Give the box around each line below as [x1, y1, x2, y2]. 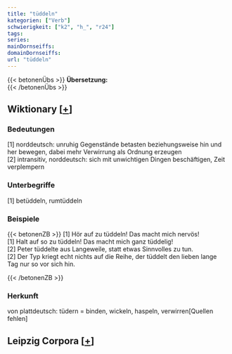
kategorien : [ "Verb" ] [7, 17, 71, 24]
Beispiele [7, 214, 40, 224]
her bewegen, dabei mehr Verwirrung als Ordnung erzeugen [7, 148, 182, 156]
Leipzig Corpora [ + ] [7, 335, 95, 347]
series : [7, 37, 30, 44]
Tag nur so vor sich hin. [7, 260, 76, 268]
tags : [7, 30, 23, 37]
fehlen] [7, 315, 28, 323]
